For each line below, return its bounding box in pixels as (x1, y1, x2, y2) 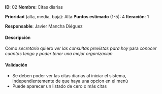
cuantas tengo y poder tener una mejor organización (5, 51, 113, 57)
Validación (5, 62, 28, 68)
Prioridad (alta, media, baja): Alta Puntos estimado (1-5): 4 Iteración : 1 (5, 14, 149, 19)
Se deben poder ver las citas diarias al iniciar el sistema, (12, 73, 127, 79)
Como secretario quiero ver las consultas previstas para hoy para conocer (5, 45, 157, 51)
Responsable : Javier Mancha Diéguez (5, 23, 83, 29)
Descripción (5, 34, 31, 40)
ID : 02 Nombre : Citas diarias (5, 4, 63, 10)
